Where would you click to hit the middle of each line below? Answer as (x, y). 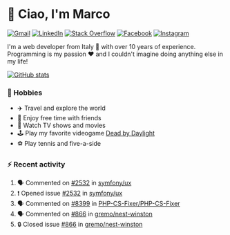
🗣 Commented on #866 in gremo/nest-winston (85, 214)
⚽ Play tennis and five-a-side (59, 144)
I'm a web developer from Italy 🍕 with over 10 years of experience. (102, 46)
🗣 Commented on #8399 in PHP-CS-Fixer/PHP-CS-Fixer (99, 203)
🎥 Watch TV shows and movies (61, 125)
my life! (18, 61)
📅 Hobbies (25, 93)
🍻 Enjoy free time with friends (59, 118)
